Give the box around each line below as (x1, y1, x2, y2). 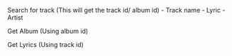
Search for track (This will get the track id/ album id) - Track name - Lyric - (7, 6, 226, 14)
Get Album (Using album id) (7, 27, 89, 35)
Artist (7, 13, 23, 22)
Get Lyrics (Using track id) (7, 41, 84, 48)
